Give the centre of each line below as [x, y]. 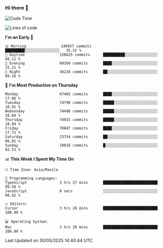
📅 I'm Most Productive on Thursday [42, 85]
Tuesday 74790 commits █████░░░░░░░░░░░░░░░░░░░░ [81, 103]
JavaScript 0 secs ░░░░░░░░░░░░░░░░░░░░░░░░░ [81, 191]
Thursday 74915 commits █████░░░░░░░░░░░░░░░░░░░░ [81, 120]
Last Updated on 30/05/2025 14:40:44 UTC [49, 241]
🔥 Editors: [16, 204]
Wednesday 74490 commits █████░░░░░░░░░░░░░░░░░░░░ [81, 111]
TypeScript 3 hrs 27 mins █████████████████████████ [81, 183]
